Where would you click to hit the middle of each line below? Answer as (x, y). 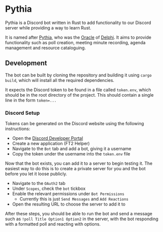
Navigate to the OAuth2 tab (39, 183)
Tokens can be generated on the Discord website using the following (75, 124)
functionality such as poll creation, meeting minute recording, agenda (75, 42)
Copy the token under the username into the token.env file (71, 154)
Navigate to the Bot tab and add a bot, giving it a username (72, 149)
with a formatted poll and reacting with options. (53, 224)
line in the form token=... (31, 100)
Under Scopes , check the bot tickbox (49, 189)
